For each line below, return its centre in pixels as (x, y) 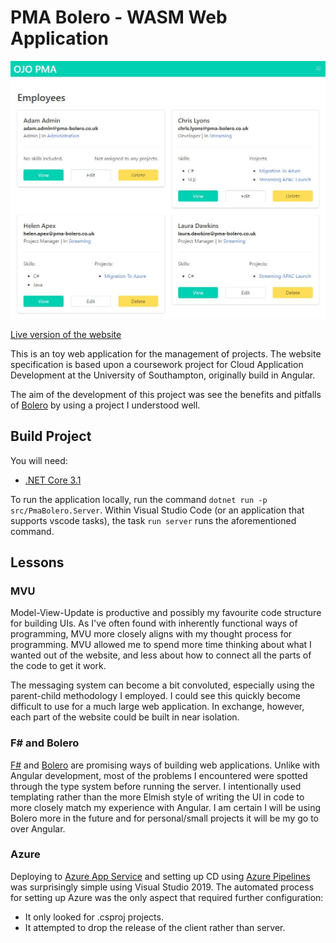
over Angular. (38, 828)
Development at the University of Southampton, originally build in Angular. (163, 375)
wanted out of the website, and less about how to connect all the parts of (161, 655)
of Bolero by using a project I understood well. (105, 405)
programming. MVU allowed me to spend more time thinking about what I (161, 645)
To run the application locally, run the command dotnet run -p (139, 499)
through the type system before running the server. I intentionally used (156, 786)
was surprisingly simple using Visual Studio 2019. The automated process (162, 887)
